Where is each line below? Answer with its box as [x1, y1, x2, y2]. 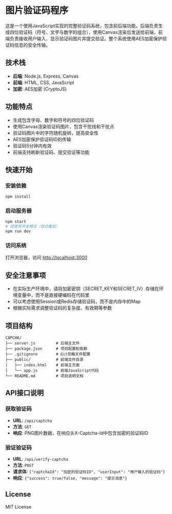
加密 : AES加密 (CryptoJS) [12, 86, 67, 92]
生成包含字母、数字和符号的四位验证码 [12, 117, 94, 123]
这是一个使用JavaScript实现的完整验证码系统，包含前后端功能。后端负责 [5, 23, 159, 29]
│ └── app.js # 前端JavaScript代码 [5, 368, 99, 373]
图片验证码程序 [5, 5, 69, 16]
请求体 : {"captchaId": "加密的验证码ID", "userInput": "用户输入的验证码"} [12, 468, 165, 474]
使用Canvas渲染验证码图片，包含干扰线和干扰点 [12, 123, 114, 129]
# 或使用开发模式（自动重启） [5, 224, 60, 229]
